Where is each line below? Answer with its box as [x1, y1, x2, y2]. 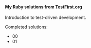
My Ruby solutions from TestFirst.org [5, 4, 82, 10]
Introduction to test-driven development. [5, 15, 87, 20]
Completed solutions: [5, 24, 48, 30]
